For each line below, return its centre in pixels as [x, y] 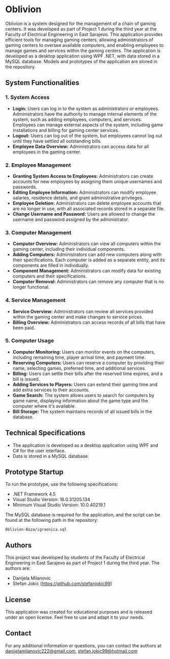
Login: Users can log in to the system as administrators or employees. [86, 109]
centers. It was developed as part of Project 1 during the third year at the [81, 29]
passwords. [25, 187]
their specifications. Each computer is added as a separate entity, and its [89, 260]
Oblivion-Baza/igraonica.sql [36, 530]
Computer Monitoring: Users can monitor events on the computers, [84, 352]
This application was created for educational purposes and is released [79, 612]
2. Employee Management [38, 165]
